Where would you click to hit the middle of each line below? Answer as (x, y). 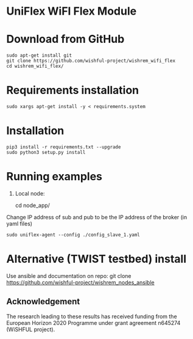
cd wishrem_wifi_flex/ (35, 66)
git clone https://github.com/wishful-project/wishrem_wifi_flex (91, 61)
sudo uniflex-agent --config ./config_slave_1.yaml (73, 235)
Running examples (54, 177)
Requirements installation (73, 90)
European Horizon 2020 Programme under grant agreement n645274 (93, 323)
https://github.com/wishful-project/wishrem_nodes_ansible (80, 282)
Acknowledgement (43, 301)
